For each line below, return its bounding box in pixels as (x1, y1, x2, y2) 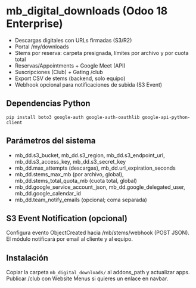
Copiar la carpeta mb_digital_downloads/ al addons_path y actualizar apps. (6, 269, 190, 276)
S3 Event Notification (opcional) (6, 213, 128, 223)
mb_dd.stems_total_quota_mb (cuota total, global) (14, 177, 137, 184)
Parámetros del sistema (6, 136, 96, 146)
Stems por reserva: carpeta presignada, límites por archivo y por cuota (14, 49, 189, 56)
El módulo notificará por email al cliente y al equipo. (6, 235, 133, 243)
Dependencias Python (6, 99, 91, 109)
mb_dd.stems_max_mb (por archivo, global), (14, 170, 124, 177)
